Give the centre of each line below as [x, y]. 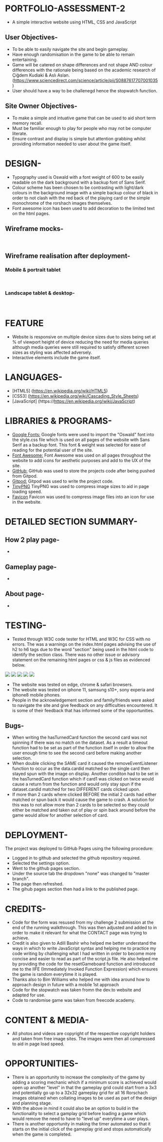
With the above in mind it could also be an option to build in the [75, 1108]
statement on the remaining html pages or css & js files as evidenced [81, 659]
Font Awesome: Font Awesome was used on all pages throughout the [81, 455]
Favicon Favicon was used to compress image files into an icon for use [83, 497]
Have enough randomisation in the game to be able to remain [73, 54]
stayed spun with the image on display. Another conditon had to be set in [85, 774]
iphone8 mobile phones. [36, 695]
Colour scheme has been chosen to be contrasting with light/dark [78, 187]
